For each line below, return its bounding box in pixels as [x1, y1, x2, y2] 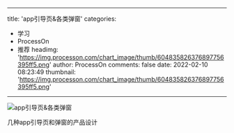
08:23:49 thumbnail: [17, 68, 77, 76]
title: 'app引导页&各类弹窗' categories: [7, 15, 117, 23]
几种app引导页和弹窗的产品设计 [7, 118, 98, 126]
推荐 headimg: [17, 46, 59, 53]
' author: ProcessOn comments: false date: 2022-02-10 [49, 60, 208, 69]
